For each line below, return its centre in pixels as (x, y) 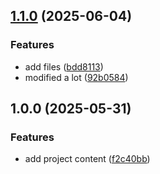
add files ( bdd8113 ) (64, 66)
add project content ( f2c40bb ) (87, 159)
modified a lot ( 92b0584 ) (76, 77)
